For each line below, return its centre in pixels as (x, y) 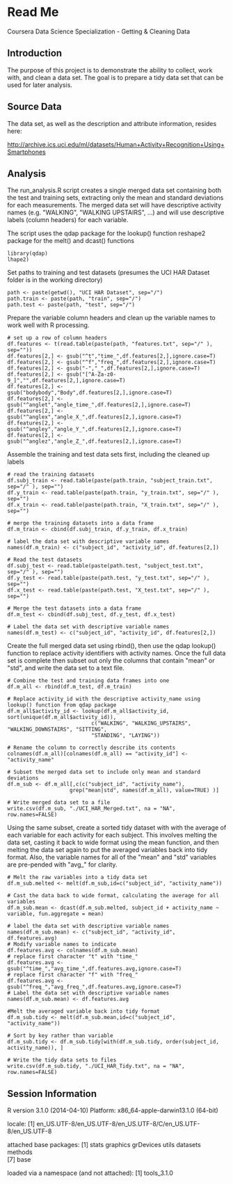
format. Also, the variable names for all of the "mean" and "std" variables (112, 858)
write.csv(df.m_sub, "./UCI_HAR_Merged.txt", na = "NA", (91, 809)
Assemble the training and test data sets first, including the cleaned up (109, 455)
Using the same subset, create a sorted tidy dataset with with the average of (117, 828)
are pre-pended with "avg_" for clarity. (62, 865)
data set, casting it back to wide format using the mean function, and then (113, 842)
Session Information (52, 1094)
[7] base (19, 1160)
